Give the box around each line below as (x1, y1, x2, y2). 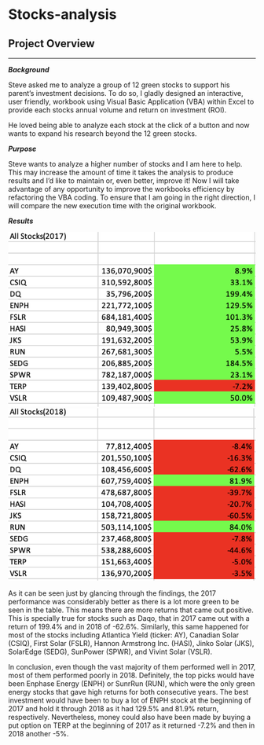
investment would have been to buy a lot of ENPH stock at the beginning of (8, 695, 251, 705)
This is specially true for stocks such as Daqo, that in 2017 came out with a (8, 614, 250, 622)
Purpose (8, 144, 37, 153)
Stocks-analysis (8, 6, 117, 24)
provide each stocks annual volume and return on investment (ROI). (8, 105, 227, 115)
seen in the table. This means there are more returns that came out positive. (8, 605, 254, 615)
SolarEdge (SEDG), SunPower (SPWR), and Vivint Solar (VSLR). (8, 647, 213, 656)
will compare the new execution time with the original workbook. (8, 201, 218, 210)
